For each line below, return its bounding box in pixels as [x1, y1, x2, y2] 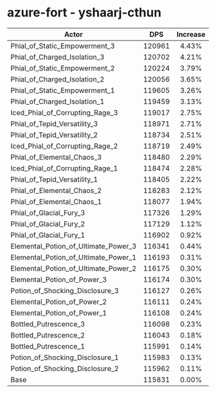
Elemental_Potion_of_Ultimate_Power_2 [10, 264, 137, 273]
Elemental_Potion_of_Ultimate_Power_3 [10, 241, 137, 251]
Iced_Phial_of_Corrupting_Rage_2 [10, 141, 118, 151]
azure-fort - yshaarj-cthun [7, 5, 162, 21]
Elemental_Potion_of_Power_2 [10, 296, 107, 306]
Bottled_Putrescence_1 [10, 341, 85, 351]
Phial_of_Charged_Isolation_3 [10, 52, 105, 62]
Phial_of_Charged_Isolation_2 [10, 74, 105, 84]
